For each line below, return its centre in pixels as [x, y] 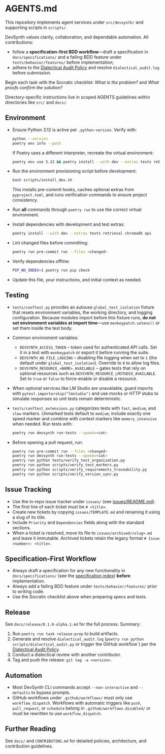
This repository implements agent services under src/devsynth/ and [74, 22]
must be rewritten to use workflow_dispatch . [57, 714]
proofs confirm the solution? [34, 87]
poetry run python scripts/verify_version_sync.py [65, 474]
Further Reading [31, 729]
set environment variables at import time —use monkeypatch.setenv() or [86, 323]
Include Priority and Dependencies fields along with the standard [78, 522]
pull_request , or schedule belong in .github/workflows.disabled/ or [82, 708]
